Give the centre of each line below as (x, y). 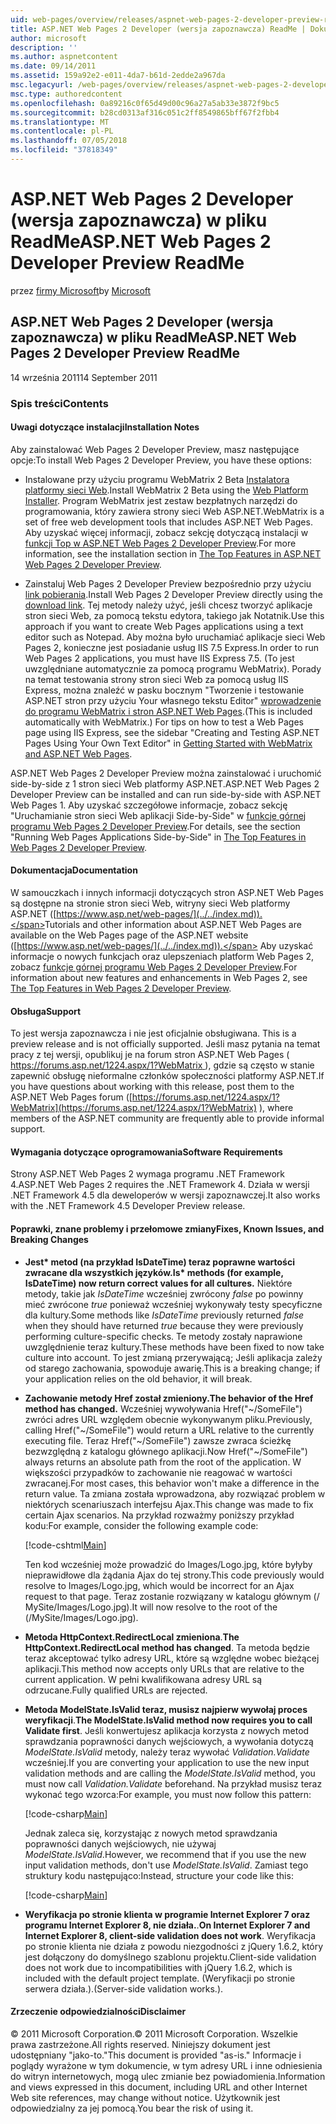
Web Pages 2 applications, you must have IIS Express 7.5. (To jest (159, 658)
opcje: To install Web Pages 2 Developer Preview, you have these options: (161, 460)
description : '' (44, 47)
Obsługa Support (46, 1011)
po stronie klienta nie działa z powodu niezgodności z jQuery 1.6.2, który (174, 1946)
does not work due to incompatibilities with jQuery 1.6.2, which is (158, 1967)
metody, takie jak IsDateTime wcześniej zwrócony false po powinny (164, 1293)
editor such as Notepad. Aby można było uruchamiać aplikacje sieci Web (175, 637)
